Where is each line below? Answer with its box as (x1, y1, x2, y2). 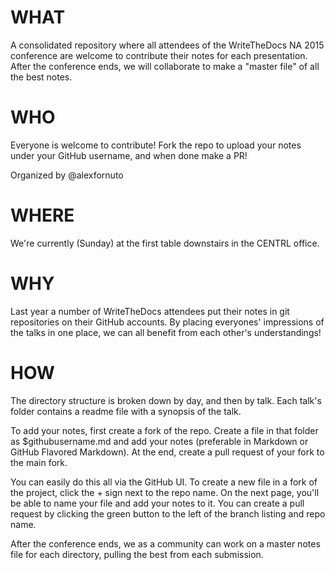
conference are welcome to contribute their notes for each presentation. (10, 49, 308, 61)
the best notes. (10, 71, 73, 83)
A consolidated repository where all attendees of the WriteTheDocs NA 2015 (10, 39, 325, 51)
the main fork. (10, 456, 68, 468)
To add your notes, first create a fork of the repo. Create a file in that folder (10, 424, 319, 436)
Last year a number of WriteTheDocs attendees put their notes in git (10, 305, 290, 317)
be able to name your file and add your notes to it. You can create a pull (10, 497, 305, 509)
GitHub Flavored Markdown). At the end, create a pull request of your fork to (10, 446, 325, 458)
